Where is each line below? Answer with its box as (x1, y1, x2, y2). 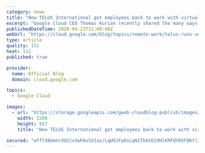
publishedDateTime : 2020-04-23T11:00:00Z (6, 25, 113, 32)
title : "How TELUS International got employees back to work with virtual (6, 15, 201, 21)
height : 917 (17, 121, 48, 127)
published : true (6, 54, 48, 60)
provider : (6, 65, 32, 71)
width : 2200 (17, 115, 48, 121)
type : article (6, 37, 43, 43)
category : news (6, 8, 45, 15)
